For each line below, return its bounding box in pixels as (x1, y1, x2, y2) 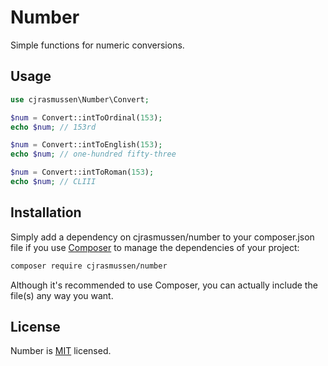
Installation (10, 204, 82, 221)
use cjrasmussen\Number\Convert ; (10, 94, 150, 105)
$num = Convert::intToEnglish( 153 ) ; (10, 140, 163, 150)
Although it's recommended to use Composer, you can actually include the (10, 279, 318, 291)
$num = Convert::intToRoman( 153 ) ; (10, 167, 155, 178)
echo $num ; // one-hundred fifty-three (10, 149, 177, 160)
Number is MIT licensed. (10, 345, 112, 357)
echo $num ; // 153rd (10, 122, 97, 132)
